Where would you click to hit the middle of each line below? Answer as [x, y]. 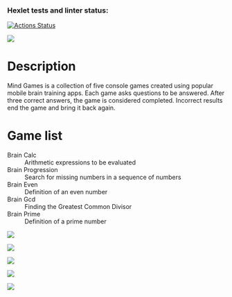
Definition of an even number [66, 192]
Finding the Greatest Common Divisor [78, 207]
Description [42, 66]
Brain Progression [33, 170]
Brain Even [23, 185]
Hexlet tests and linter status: [58, 10]
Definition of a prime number [65, 221]
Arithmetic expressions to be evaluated [80, 162]
